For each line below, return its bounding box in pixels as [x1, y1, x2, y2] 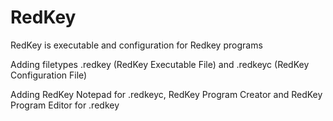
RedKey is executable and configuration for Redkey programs [10, 39, 263, 51]
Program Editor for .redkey [10, 99, 120, 111]
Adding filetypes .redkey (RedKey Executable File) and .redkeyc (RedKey [10, 58, 310, 70]
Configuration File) [10, 69, 88, 81]
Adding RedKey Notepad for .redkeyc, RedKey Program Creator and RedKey [10, 88, 323, 100]
